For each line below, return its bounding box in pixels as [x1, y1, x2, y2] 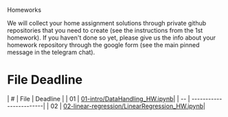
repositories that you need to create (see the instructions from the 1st [7, 27, 203, 34]
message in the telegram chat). [7, 48, 95, 56]
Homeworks [7, 6, 42, 14]
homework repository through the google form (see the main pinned [7, 41, 200, 49]
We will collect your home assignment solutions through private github [7, 19, 207, 27]
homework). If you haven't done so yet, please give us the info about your [7, 34, 216, 42]
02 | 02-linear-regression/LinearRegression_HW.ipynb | [50, 102, 206, 110]
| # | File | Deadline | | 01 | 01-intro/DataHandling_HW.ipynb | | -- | [7, 94, 190, 103]
